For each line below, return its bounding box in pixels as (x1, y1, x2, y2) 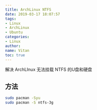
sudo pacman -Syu (5, 96, 41, 101)
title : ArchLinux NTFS (5, 7, 51, 12)
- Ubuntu (5, 30, 23, 35)
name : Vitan (5, 48, 29, 53)
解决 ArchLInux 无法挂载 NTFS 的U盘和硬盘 (5, 66, 92, 72)
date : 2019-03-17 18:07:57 (5, 12, 60, 17)
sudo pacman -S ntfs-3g (5, 100, 54, 105)
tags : (5, 16, 16, 21)
